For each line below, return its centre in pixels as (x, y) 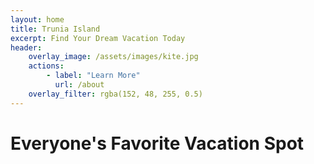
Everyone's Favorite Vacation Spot (157, 143)
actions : (46, 66)
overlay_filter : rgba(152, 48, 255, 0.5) (115, 94)
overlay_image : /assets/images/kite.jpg (113, 57)
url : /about (79, 85)
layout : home (37, 19)
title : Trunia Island (55, 29)
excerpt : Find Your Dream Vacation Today (98, 38)
